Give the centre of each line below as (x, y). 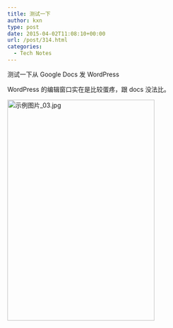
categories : (25, 47)
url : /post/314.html (38, 40)
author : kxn (25, 20)
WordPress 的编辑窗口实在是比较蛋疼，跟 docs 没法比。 (89, 89)
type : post (23, 27)
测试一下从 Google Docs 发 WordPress (64, 74)
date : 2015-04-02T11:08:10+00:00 (56, 34)
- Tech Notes (33, 54)
